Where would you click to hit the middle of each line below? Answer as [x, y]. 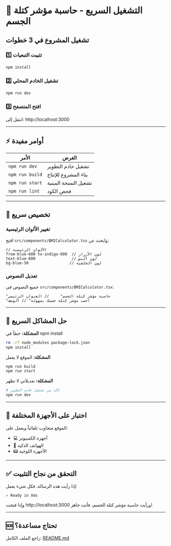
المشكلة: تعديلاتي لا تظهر [29, 381]
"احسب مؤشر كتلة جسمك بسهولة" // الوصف [48, 301]
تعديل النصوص [22, 276]
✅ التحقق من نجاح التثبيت [41, 474]
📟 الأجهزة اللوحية [30, 451]
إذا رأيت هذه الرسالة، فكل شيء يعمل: [42, 486]
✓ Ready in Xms [22, 495]
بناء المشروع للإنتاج [67, 175]
